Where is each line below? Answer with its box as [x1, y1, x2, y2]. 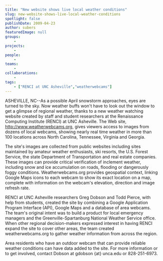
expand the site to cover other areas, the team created [5, 225, 114, 231]
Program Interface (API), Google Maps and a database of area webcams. [5, 204, 151, 210]
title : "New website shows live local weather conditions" [5, 7, 127, 12]
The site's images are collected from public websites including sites [5, 143, 141, 149]
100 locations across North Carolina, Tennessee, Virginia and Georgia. [5, 134, 145, 140]
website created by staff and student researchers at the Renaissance [5, 113, 144, 119]
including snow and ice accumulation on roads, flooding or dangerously [5, 164, 149, 170]
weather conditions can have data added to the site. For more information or [5, 245, 158, 251]
